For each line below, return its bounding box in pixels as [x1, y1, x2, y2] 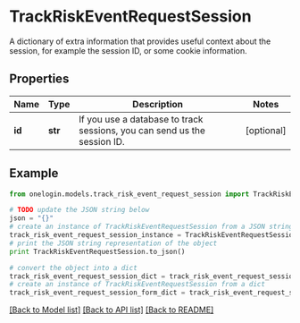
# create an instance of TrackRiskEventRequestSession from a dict [9, 280, 266, 289]
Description [132, 98, 184, 110]
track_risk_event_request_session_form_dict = [9, 288, 186, 297]
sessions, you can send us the [79, 123, 205, 136]
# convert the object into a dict [9, 263, 138, 272]
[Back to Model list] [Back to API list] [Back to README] [9, 304, 214, 315]
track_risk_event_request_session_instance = [9, 231, 181, 240]
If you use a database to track [79, 113, 204, 125]
